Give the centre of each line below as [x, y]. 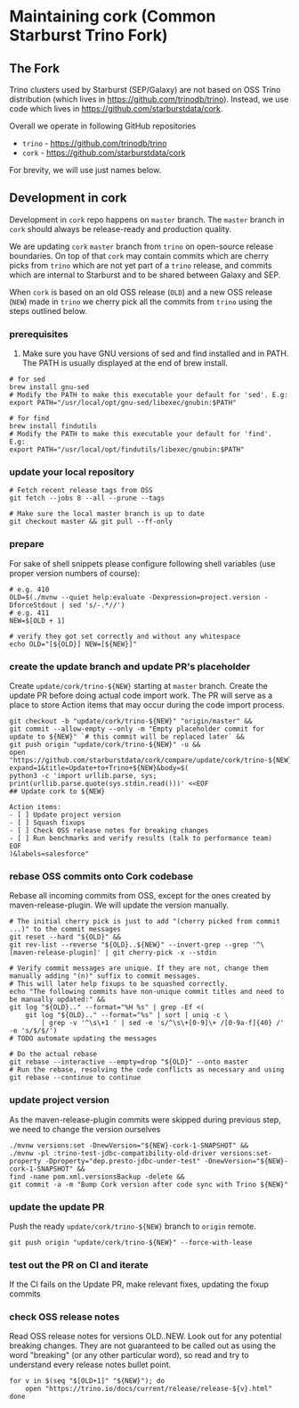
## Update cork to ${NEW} [57, 791]
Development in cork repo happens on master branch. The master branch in [147, 219]
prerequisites [39, 334]
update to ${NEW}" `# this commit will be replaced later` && [127, 737]
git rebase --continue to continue [75, 1078]
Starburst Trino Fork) [89, 35]
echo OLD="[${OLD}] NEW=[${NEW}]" [73, 644]
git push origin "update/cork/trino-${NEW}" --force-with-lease [131, 1242]
